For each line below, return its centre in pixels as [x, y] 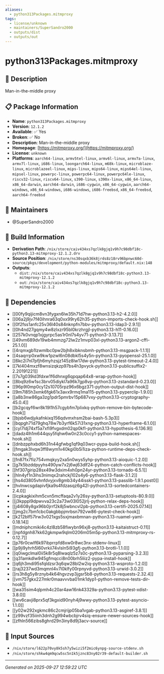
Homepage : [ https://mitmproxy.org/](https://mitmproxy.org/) [73, 148]
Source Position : [29, 258]
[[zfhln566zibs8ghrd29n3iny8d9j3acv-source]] [60, 621]
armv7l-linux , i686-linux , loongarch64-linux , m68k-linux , [70, 163]
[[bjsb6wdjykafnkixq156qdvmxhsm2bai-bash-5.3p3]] [66, 418]
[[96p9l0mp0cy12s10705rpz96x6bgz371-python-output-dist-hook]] [80, 387]
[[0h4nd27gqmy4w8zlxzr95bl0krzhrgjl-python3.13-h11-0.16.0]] [75, 330]
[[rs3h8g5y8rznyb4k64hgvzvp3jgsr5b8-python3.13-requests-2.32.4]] [83, 574]
